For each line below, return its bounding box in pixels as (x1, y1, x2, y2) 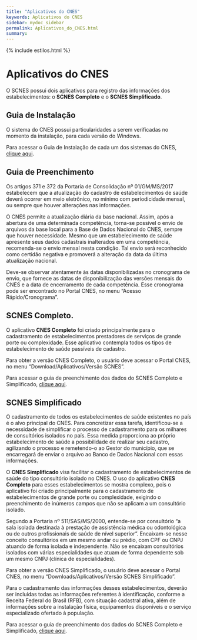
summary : (6, 31, 28, 37)
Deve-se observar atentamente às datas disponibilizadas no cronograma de (6, 268, 190, 275)
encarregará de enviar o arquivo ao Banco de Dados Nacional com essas (6, 451, 183, 458)
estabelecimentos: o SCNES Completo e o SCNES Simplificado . (6, 93, 162, 100)
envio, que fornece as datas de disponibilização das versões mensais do (6, 275, 182, 282)
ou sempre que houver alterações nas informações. (6, 201, 131, 208)
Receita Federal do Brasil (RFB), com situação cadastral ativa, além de (6, 597, 176, 604)
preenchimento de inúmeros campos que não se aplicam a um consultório (6, 500, 186, 507)
